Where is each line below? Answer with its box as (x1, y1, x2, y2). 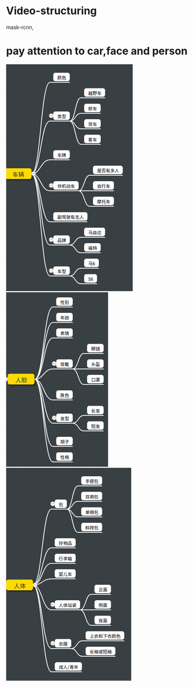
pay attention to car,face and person (6, 44, 188, 58)
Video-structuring (6, 4, 97, 18)
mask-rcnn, (6, 24, 34, 31)
